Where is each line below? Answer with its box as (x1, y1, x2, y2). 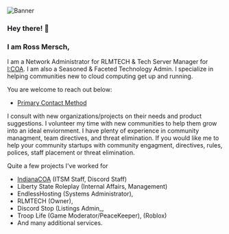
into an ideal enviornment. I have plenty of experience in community (7, 127, 200, 135)
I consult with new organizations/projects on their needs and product (7, 112, 202, 120)
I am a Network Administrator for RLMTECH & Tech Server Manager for (7, 58, 208, 66)
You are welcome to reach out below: (7, 86, 112, 94)
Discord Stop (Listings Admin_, (16, 204, 104, 213)
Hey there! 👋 (7, 23, 49, 33)
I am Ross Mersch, (7, 42, 70, 51)
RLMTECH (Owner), (16, 197, 73, 205)
